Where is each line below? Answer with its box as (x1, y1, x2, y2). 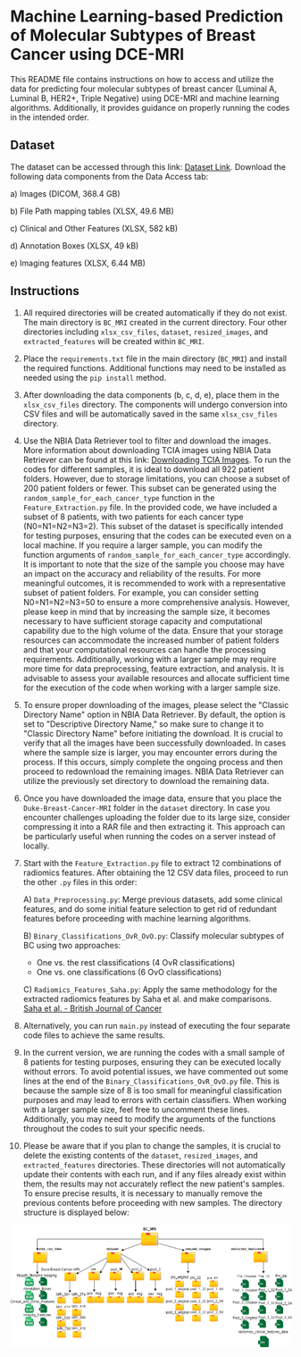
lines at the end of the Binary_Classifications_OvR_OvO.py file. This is (22, 1075, 280, 1086)
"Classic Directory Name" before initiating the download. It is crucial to (22, 728, 284, 738)
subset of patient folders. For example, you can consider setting (22, 587, 259, 598)
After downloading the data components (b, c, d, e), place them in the (22, 389, 280, 400)
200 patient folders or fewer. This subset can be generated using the (22, 483, 277, 493)
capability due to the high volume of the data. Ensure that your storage (22, 625, 284, 636)
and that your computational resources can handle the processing (22, 644, 266, 654)
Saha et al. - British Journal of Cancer (22, 1003, 163, 1014)
